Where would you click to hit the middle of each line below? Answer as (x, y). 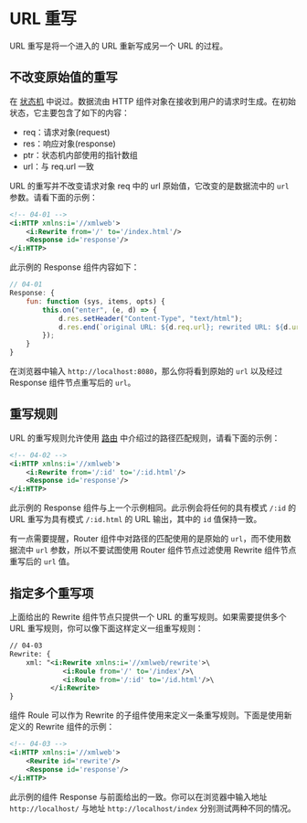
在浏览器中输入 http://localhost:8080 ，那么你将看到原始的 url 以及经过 (146, 371)
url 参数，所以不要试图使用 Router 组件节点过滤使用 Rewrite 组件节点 (166, 550)
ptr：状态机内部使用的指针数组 (80, 155)
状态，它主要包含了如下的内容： (69, 112)
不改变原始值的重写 (64, 77)
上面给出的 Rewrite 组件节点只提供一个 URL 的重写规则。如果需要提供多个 (148, 617)
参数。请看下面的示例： (53, 197)
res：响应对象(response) (69, 144)
